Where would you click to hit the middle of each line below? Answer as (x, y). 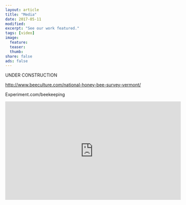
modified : (16, 24)
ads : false (17, 61)
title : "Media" (21, 14)
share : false (19, 56)
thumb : (17, 51)
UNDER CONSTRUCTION (31, 75)
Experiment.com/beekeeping (35, 94)
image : (12, 38)
